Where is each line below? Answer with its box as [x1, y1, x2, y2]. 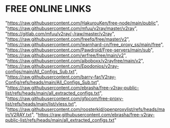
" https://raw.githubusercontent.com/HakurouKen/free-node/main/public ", [5, 20, 159, 26]
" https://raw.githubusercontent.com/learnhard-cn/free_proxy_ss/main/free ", [5, 41, 164, 47]
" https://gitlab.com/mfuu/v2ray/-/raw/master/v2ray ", [5, 30, 115, 37]
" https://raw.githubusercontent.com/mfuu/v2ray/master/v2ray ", [5, 25, 138, 31]
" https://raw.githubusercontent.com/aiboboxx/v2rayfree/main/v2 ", [5, 57, 144, 63]
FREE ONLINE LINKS [5, 3, 91, 15]
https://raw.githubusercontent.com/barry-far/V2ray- [7, 74, 116, 80]
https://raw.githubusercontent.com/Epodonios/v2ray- [7, 63, 119, 69]
